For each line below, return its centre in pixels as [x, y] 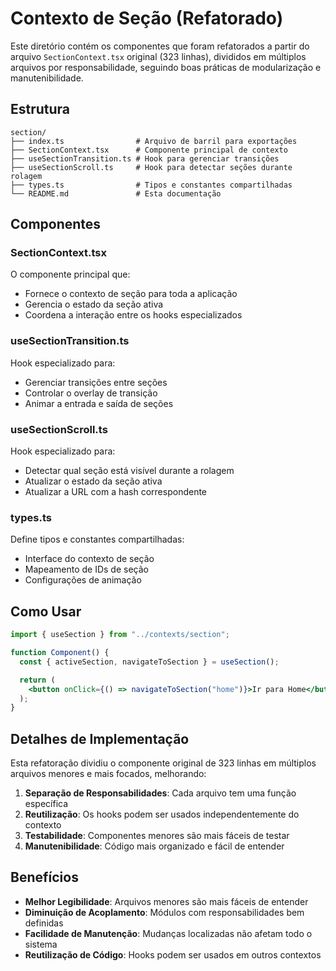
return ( [37, 680]
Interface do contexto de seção [89, 559]
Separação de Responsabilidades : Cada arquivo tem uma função [160, 793]
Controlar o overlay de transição [91, 393]
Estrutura [40, 109]
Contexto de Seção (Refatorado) [147, 18]
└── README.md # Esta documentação [116, 193]
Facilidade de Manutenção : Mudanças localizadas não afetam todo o [168, 933]
